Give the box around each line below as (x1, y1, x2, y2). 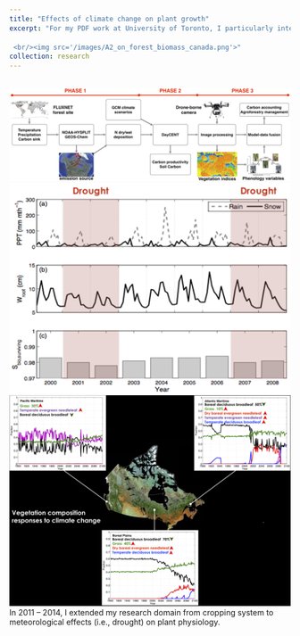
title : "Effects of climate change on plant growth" (9, 14, 210, 23)
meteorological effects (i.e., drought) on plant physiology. (9, 616, 221, 628)
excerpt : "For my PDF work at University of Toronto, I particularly (9, 23, 274, 33)
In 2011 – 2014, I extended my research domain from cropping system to (9, 607, 274, 618)
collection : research (9, 52, 90, 62)
